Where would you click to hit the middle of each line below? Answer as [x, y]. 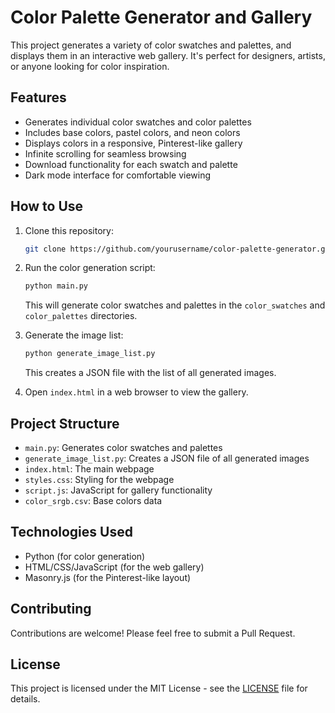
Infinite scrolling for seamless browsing [105, 153]
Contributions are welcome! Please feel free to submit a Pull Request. [153, 633]
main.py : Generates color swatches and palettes [123, 447]
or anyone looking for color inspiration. [90, 66]
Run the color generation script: [90, 268]
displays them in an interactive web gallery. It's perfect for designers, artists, [168, 55]
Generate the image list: [74, 335]
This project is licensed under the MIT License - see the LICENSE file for [159, 688]
